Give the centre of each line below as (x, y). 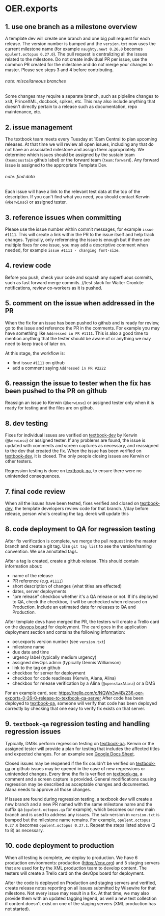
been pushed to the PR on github (56, 391)
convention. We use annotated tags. (41, 551)
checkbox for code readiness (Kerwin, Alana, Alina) (64, 678)
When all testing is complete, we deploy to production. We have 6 (71, 858)
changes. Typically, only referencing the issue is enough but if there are (78, 240)
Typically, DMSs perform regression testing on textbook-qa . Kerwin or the (80, 743)
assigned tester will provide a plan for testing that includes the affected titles (82, 749)
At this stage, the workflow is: (35, 353)
